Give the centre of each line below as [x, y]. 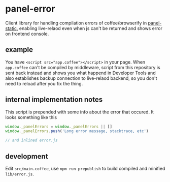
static [11, 28]
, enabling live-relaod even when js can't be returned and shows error [90, 28]
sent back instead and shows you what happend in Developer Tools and [80, 73]
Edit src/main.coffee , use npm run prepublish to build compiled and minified [85, 169]
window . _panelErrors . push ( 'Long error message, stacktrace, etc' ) [77, 131]
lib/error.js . [20, 174]
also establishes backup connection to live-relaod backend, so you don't [81, 78]
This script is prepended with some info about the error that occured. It [79, 112]
